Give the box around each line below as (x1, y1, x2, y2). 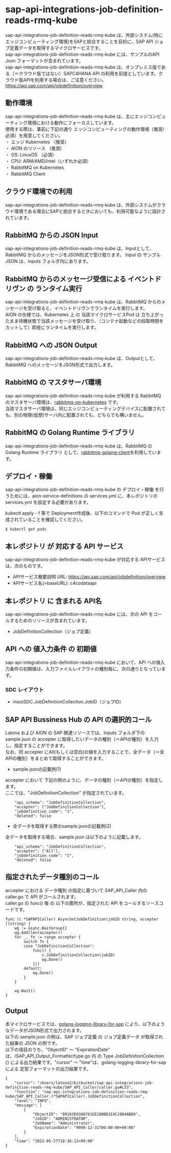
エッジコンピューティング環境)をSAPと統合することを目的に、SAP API (5, 38, 154, 45)
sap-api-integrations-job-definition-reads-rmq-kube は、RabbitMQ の (5, 442, 153, 449)
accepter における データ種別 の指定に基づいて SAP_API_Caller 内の (5, 887, 148, 893)
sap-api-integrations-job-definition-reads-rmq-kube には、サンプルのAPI (5, 51, 160, 57)
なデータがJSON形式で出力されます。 (5, 1027, 84, 1033)
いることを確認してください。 (22, 517, 86, 523)
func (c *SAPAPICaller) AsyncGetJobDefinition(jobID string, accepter (5, 917, 159, 922)
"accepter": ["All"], (14, 848, 60, 854)
